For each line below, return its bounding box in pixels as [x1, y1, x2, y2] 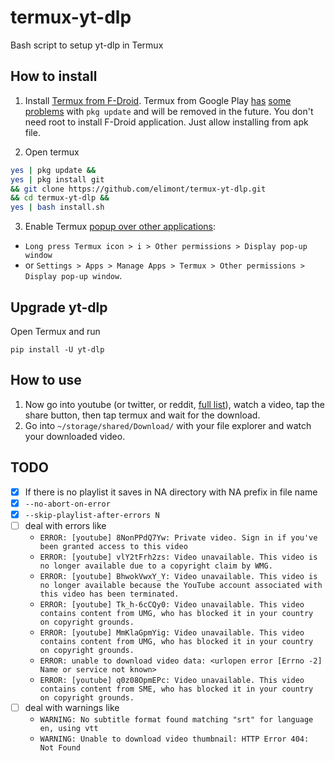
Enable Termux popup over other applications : [24, 221, 217, 233]
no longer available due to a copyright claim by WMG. [39, 561, 273, 571]
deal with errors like [24, 519, 107, 531]
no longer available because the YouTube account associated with [39, 580, 323, 590]
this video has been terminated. [39, 589, 180, 599]
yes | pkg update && [10, 165, 97, 175]
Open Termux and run [10, 325, 101, 337]
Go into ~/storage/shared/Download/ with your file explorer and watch [24, 419, 312, 431]
